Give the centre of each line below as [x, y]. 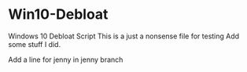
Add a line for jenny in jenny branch [66, 59]
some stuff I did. [35, 44]
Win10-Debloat [58, 14]
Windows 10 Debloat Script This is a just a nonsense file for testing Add [124, 36]
